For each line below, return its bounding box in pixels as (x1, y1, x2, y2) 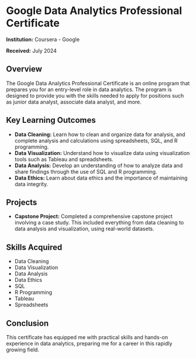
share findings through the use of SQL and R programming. (14, 168, 157, 175)
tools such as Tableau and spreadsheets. (14, 156, 114, 163)
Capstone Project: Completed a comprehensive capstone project (14, 213, 173, 220)
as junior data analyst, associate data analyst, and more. (6, 98, 142, 105)
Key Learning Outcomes (6, 115, 96, 125)
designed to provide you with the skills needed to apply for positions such (6, 92, 184, 99)
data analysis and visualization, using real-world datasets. (14, 225, 154, 232)
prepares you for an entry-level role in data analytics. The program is (6, 86, 172, 93)
